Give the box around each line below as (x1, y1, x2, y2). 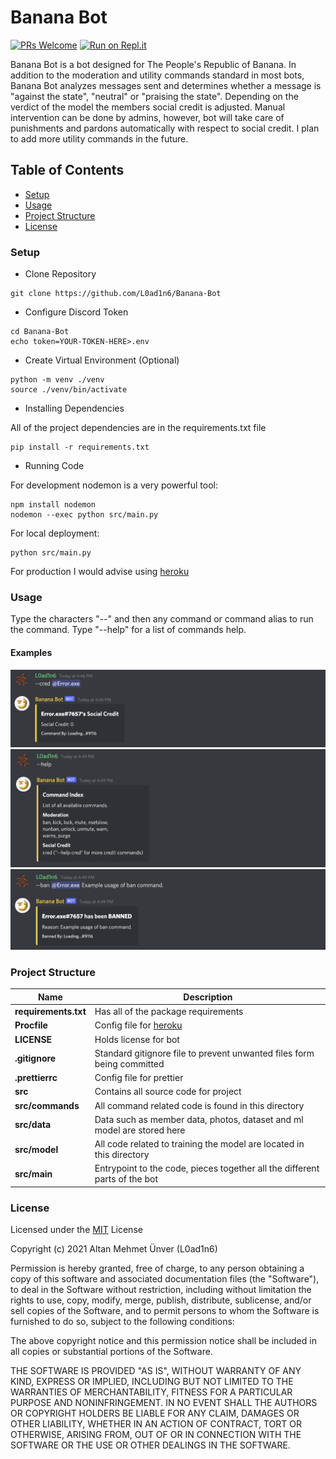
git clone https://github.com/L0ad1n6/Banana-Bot (10, 289, 222, 299)
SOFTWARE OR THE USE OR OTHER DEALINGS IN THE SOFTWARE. (10, 1439, 291, 1451)
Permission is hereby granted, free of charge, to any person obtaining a (10, 1262, 305, 1275)
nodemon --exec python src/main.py (10, 510, 159, 520)
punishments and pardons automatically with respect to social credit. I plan (10, 122, 320, 134)
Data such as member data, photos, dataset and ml (94, 1113, 304, 1125)
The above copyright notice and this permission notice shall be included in (10, 1335, 317, 1347)
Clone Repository (24, 268, 97, 280)
